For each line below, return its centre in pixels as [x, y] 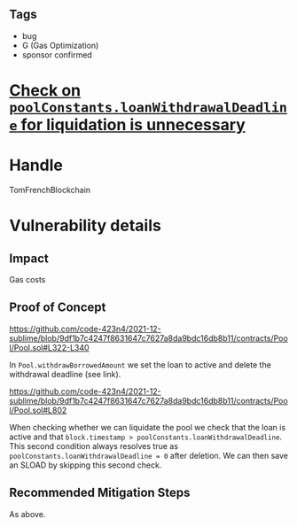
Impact [29, 258]
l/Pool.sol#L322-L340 [50, 347]
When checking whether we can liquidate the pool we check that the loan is [148, 427]
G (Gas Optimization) [60, 45]
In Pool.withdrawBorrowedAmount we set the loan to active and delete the [141, 364]
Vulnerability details [85, 226]
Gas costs [27, 279]
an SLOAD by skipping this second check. [86, 465]
